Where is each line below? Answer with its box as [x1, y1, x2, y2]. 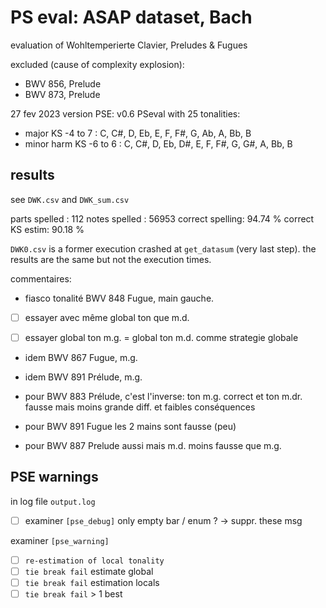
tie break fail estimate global [24, 565, 154, 577]
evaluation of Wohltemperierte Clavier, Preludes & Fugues [10, 39, 248, 51]
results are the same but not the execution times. [10, 253, 212, 265]
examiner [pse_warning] [10, 534, 110, 546]
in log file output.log [10, 495, 96, 507]
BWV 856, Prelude [24, 77, 102, 90]
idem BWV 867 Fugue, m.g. [24, 351, 138, 363]
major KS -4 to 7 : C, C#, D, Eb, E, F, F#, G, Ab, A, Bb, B [24, 127, 252, 139]
